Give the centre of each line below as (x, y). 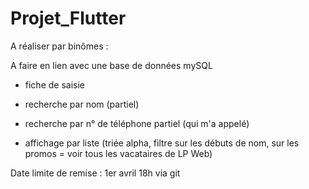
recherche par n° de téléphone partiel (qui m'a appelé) (137, 123)
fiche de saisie (55, 84)
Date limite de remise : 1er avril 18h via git (95, 173)
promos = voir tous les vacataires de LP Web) (118, 153)
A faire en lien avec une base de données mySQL (111, 65)
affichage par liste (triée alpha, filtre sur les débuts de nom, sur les (162, 143)
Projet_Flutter (68, 18)
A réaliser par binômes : (59, 46)
